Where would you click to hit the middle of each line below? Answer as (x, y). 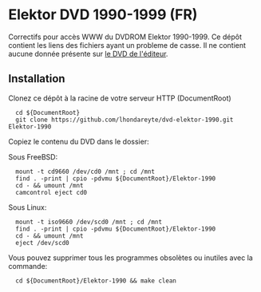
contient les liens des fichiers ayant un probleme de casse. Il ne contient (127, 45)
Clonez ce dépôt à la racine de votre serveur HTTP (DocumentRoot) (120, 98)
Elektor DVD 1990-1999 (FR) (103, 15)
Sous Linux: (28, 207)
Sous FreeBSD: (33, 156)
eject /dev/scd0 (42, 243)
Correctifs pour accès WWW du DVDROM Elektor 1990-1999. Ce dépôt (125, 37)
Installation (37, 79)
